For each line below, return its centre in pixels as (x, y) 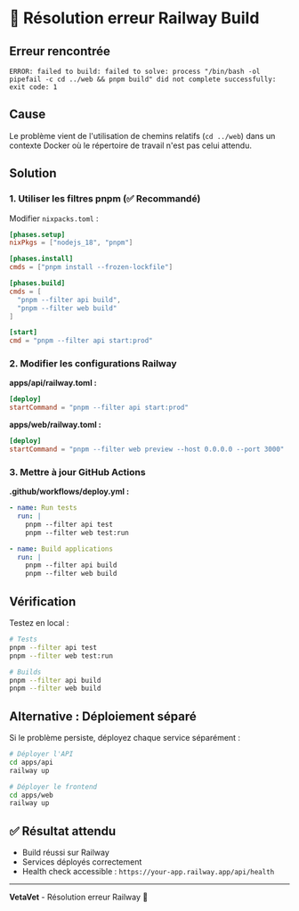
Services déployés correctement (82, 862)
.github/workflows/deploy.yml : (69, 492)
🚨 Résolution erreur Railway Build (134, 18)
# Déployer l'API (41, 754)
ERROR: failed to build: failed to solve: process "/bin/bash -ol (135, 71)
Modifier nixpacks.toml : (54, 218)
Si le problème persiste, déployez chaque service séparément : (125, 738)
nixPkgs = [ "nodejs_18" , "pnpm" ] (71, 243)
